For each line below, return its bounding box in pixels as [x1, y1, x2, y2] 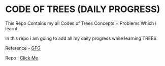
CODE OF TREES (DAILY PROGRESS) [5, 4, 160, 15]
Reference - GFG [5, 45, 41, 51]
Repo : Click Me [5, 54, 39, 61]
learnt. [5, 25, 19, 31]
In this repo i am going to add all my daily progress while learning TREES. [5, 35, 158, 41]
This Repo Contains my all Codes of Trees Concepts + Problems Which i [5, 20, 156, 26]
